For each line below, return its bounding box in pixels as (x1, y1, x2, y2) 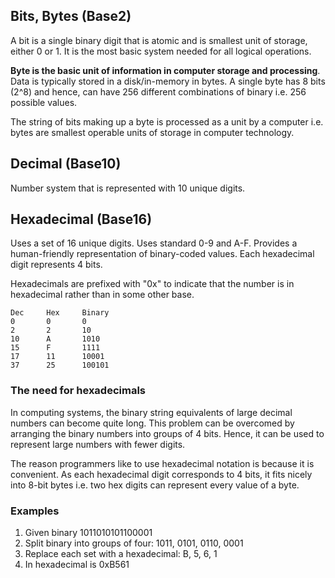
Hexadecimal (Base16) (10, 211, 153, 228)
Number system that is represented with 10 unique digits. (10, 182, 246, 194)
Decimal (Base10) (10, 155, 122, 173)
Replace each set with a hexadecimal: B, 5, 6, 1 (24, 548, 218, 560)
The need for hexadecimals (10, 384, 147, 398)
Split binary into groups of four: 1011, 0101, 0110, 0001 (24, 537, 244, 549)
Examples (10, 504, 60, 518)
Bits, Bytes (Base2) (10, 8, 132, 25)
